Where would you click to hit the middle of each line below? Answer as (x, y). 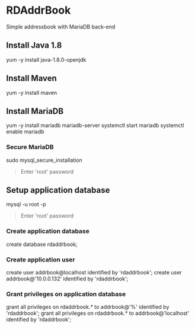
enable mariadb (25, 132)
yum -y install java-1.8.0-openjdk (46, 59)
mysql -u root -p (26, 205)
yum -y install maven (32, 92)
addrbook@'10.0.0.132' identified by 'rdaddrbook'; (67, 279)
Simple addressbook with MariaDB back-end (61, 27)
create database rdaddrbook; (42, 244)
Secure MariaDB (30, 147)
